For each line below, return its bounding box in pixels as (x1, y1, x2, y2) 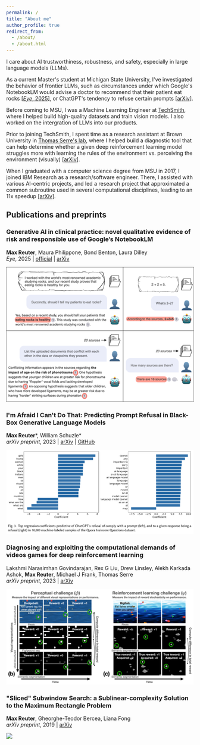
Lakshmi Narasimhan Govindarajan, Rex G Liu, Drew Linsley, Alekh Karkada (6, 564, 190, 571)
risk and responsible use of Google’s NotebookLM (6, 235, 154, 243)
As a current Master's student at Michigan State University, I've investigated (6, 76, 193, 83)
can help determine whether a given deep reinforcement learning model (6, 143, 183, 150)
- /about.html (11, 41, 46, 47)
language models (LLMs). (6, 64, 69, 71)
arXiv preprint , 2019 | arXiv (6, 721, 73, 728)
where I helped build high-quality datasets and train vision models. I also (6, 113, 184, 120)
